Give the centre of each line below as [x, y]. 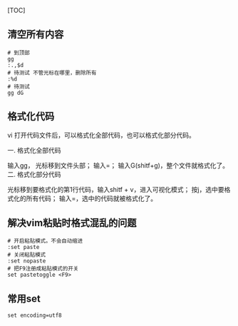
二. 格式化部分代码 [34, 174]
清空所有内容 [36, 35]
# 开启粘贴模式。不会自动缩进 [45, 241]
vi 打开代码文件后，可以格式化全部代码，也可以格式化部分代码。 [102, 135]
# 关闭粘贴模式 [27, 255]
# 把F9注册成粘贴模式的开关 [43, 269]
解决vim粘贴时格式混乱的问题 [72, 223]
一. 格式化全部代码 [34, 150]
